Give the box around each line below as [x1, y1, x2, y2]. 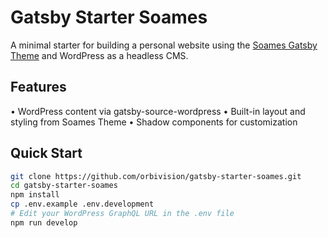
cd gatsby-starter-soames [10, 181, 118, 191]
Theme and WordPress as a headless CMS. [10, 49, 189, 61]
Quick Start [10, 145, 83, 162]
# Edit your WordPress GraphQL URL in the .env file [10, 209, 235, 219]
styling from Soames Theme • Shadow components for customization [10, 116, 298, 128]
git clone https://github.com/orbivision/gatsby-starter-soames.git [10, 171, 302, 181]
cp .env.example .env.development [10, 199, 155, 210]
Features [10, 79, 67, 96]
